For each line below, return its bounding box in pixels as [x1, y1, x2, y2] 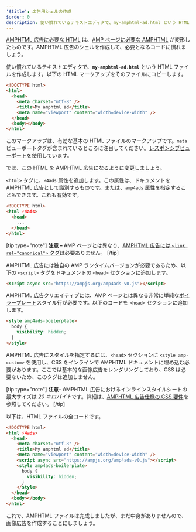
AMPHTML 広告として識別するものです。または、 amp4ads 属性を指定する [6, 184, 181, 191]
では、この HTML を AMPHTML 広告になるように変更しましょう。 [6, 165, 166, 172]
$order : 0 [6, 14, 30, 20]
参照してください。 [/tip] [6, 400, 66, 407]
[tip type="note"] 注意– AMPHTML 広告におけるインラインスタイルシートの [6, 386, 188, 393]
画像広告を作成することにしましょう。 [6, 519, 98, 526]
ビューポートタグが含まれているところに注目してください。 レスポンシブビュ [6, 145, 190, 152]
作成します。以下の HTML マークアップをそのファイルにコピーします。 [16, 71, 187, 78]
